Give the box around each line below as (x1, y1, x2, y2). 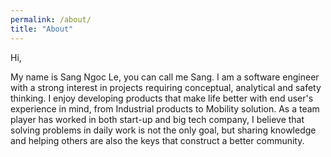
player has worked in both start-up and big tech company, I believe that (10, 113, 305, 125)
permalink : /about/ (10, 14, 92, 25)
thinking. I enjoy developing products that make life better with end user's (10, 92, 314, 104)
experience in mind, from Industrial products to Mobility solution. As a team (10, 102, 320, 115)
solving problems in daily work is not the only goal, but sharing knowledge (10, 124, 317, 136)
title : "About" (10, 24, 74, 34)
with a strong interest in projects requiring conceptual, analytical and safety (10, 81, 322, 93)
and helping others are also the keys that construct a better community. (10, 134, 305, 146)
